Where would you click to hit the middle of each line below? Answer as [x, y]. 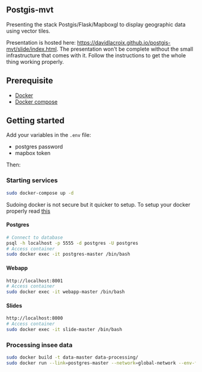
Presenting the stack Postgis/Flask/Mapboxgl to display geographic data [96, 24]
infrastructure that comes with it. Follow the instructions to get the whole [96, 55]
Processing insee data [39, 345]
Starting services [32, 180]
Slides [14, 305]
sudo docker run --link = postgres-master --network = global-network [91, 363]
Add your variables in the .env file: [49, 135]
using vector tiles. [28, 31]
